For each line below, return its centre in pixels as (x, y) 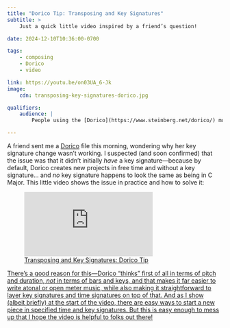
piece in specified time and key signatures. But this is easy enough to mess (113, 310)
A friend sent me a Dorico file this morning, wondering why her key (102, 146)
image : (16, 89)
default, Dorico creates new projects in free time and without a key (101, 168)
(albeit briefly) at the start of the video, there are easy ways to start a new (111, 302)
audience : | (36, 114)
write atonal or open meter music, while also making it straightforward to (109, 288)
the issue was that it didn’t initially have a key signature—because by (104, 161)
